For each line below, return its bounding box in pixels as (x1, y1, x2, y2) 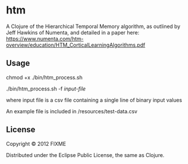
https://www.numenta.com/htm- (6, 35, 83, 42)
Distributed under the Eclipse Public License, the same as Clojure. (6, 151, 165, 158)
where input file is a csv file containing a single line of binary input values (6, 96, 182, 103)
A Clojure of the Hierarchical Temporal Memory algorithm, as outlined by (6, 23, 181, 30)
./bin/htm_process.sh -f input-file (6, 85, 86, 92)
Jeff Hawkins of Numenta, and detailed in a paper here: (6, 29, 140, 36)
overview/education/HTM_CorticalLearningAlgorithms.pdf (6, 41, 145, 48)
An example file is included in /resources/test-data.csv (6, 107, 138, 114)
